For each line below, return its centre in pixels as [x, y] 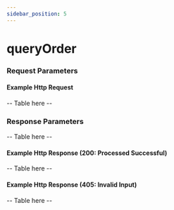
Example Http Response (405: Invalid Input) [72, 185]
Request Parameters [42, 70]
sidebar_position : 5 [37, 14]
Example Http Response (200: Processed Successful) [87, 153]
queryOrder [42, 48]
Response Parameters [45, 121]
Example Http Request [40, 87]
